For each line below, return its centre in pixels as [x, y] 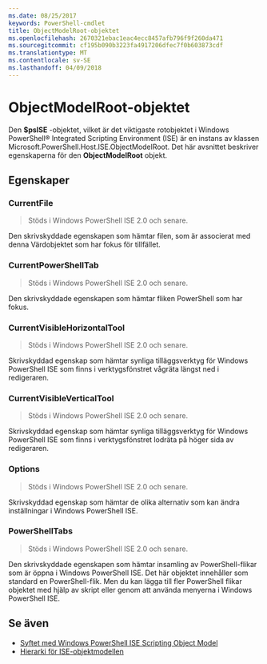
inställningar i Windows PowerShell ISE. [73, 510]
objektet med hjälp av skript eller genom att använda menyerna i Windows [130, 590]
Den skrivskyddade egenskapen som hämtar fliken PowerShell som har [126, 298]
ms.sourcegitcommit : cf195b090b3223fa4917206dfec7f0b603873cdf [116, 46]
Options [24, 469]
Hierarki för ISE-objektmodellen [72, 651]
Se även [29, 624]
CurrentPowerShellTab [54, 265]
